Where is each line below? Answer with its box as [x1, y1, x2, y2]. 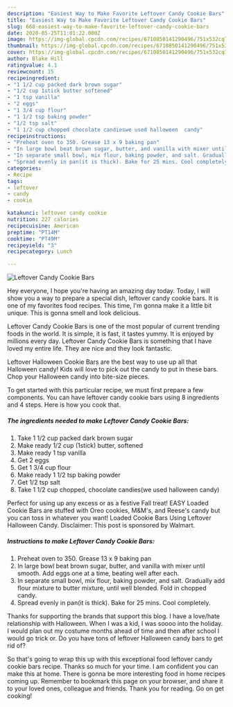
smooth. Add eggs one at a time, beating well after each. [17, 569, 180, 577]
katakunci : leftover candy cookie [7, 209, 107, 217]
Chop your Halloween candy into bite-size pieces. [7, 372, 150, 381]
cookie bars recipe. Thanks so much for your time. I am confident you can [7, 663, 218, 671]
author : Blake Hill [7, 55, 64, 62]
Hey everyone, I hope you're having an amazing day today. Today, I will [7, 287, 210, 295]
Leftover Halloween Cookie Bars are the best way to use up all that [7, 358, 198, 366]
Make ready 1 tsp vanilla [17, 448, 87, 457]
